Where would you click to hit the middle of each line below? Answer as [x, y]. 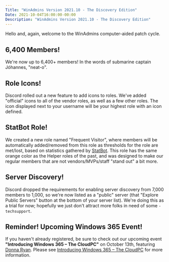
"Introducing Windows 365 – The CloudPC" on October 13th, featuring [80, 244]
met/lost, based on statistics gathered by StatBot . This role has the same [81, 151]
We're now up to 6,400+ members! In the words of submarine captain [78, 62]
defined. [14, 111]
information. [18, 255]
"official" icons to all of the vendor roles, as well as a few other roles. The [82, 101]
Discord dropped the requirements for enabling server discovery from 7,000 [84, 189]
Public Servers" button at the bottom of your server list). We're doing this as [84, 200]
